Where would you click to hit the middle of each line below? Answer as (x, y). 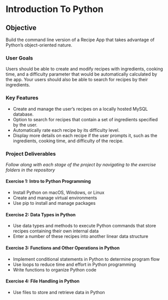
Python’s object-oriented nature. (39, 45)
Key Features (22, 98)
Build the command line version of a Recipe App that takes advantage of (80, 40)
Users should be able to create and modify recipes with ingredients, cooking (84, 69)
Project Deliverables (31, 154)
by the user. (25, 125)
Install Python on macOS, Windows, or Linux (58, 193)
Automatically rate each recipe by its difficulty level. (66, 130)
